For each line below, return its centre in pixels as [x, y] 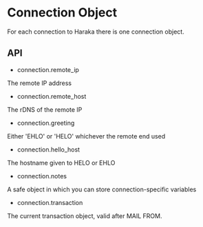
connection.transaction [50, 202]
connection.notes [42, 176]
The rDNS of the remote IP [45, 109]
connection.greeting [46, 123]
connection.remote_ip [48, 69]
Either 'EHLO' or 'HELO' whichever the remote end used [86, 136]
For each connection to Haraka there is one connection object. [96, 32]
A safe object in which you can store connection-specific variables [102, 189]
